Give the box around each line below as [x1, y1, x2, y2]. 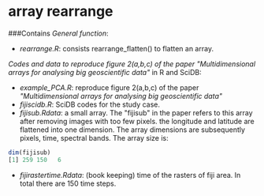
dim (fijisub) [8, 149, 51, 156]
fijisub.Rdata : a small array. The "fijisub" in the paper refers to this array [19, 107, 254, 117]
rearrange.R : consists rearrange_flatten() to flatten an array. [19, 43, 214, 53]
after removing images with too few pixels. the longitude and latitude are [19, 116, 255, 126]
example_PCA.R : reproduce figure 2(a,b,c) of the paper [19, 82, 199, 92]
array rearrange [8, 2, 113, 21]
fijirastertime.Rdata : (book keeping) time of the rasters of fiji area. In [19, 170, 241, 179]
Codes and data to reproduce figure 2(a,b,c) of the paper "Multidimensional [8, 58, 256, 69]
